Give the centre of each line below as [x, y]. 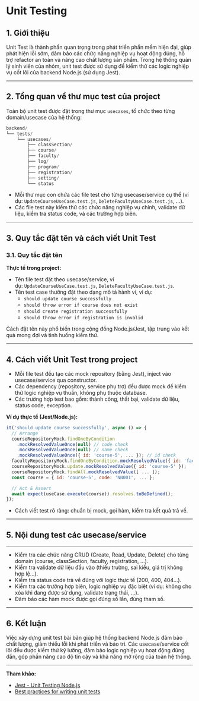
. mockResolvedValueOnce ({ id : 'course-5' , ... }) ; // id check [97, 455]
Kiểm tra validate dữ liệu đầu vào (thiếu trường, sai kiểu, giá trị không [99, 568]
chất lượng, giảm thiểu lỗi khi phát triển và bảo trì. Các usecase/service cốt [98, 644]
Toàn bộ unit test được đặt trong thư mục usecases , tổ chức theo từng [91, 111]
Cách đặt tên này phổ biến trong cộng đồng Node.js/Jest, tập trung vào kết [98, 329]
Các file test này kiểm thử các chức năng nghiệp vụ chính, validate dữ [100, 208]
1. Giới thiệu [28, 33]
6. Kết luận [26, 623]
